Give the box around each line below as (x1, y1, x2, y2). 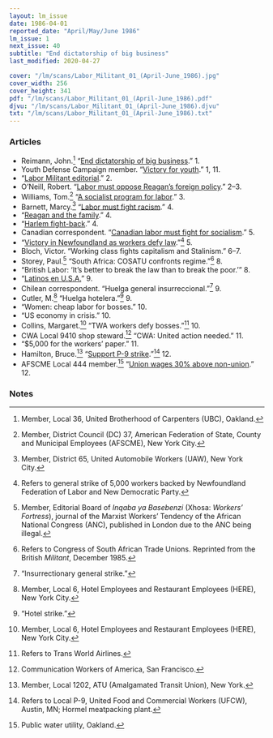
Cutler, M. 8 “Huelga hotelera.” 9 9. (20, 292, 133, 303)
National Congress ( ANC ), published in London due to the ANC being (20, 520, 252, 530)
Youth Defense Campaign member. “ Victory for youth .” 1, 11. (20, 165, 221, 174)
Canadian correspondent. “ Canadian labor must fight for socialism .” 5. (20, 228, 255, 238)
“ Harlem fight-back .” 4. (20, 219, 99, 229)
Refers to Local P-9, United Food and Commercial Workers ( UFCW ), (20, 695, 248, 706)
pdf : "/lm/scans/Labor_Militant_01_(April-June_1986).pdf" (9, 94, 213, 102)
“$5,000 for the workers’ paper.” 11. (20, 339, 139, 349)
